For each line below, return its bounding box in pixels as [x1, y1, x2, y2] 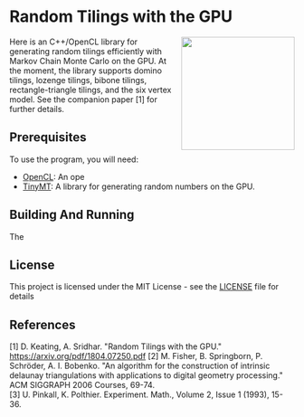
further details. [9, 103, 65, 114]
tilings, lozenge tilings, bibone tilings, [9, 74, 147, 85]
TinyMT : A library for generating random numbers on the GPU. [22, 181, 255, 192]
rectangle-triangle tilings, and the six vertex [9, 84, 172, 95]
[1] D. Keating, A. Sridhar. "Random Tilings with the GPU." [9, 341, 223, 352]
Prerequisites [9, 129, 87, 146]
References [9, 317, 76, 332]
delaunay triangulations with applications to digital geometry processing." [9, 370, 283, 381]
